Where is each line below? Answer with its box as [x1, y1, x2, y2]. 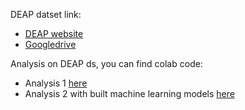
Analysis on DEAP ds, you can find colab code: [10, 58, 203, 69]
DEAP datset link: [10, 9, 82, 20]
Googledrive [24, 39, 77, 50]
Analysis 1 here [24, 77, 88, 89]
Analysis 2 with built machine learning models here [24, 88, 235, 99]
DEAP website [24, 28, 84, 39]
